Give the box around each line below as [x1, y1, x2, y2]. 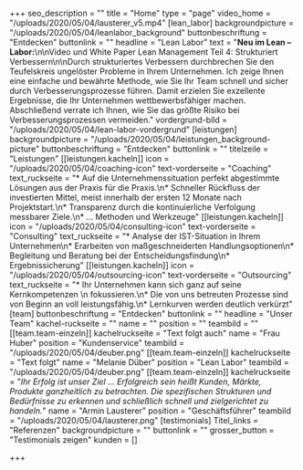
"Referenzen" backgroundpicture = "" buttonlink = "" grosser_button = [9, 424, 275, 435]
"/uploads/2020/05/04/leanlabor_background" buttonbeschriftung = [9, 27, 267, 37]
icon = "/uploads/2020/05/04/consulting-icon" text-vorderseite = [9, 221, 256, 232]
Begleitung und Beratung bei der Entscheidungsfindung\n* [9, 250, 231, 261]
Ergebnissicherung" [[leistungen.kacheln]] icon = [9, 260, 194, 270]
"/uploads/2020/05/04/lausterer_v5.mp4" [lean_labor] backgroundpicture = [9, 17, 295, 28]
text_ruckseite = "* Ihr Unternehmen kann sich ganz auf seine [9, 279, 242, 290]
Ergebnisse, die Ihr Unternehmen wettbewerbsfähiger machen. [9, 95, 246, 106]
